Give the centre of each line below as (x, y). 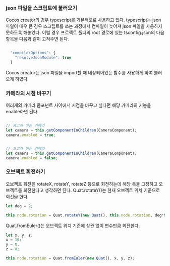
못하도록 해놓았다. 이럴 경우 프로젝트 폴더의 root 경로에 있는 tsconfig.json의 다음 (85, 33)
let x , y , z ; (19, 235)
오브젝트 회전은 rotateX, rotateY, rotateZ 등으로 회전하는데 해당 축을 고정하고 (82, 184)
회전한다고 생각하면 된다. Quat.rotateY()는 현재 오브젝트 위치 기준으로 (92, 190)
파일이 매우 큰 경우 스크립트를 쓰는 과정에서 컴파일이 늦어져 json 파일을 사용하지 (84, 26)
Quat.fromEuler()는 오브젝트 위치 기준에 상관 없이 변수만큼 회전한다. (73, 226)
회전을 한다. (17, 196)
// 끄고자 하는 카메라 (25, 148)
